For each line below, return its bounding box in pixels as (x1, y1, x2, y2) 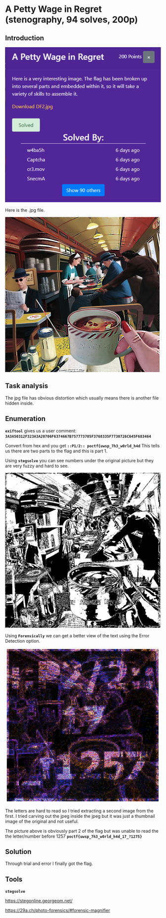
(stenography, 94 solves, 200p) (5, 14, 138, 25)
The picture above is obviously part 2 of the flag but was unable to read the (5, 828, 159, 834)
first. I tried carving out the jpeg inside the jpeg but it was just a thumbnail (5, 813, 155, 819)
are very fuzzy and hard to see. (5, 463, 69, 469)
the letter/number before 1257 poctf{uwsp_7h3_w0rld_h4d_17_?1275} (5, 833, 142, 839)
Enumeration (5, 415, 46, 423)
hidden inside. (5, 400, 34, 406)
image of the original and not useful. (5, 818, 79, 824)
